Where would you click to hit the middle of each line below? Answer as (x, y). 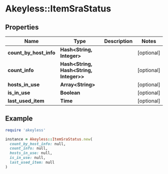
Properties (22, 27)
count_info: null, (29, 148)
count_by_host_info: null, (38, 144)
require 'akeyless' (25, 130)
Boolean (70, 93)
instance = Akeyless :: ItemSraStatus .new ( (49, 139)
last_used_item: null (32, 162)
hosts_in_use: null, (31, 153)
